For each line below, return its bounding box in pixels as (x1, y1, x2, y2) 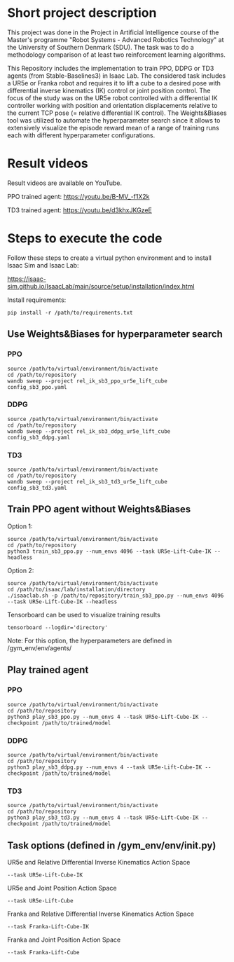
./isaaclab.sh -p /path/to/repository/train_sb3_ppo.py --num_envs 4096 (7, 592, 224, 599)
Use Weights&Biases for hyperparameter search (7, 328, 223, 341)
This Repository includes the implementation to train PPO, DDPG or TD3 (7, 64, 214, 72)
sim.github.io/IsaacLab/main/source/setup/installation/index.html (7, 282, 195, 290)
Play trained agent (7, 664, 89, 676)
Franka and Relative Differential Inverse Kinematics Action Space (7, 909, 195, 918)
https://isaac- (7, 275, 47, 283)
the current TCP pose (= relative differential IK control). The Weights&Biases (7, 109, 227, 117)
